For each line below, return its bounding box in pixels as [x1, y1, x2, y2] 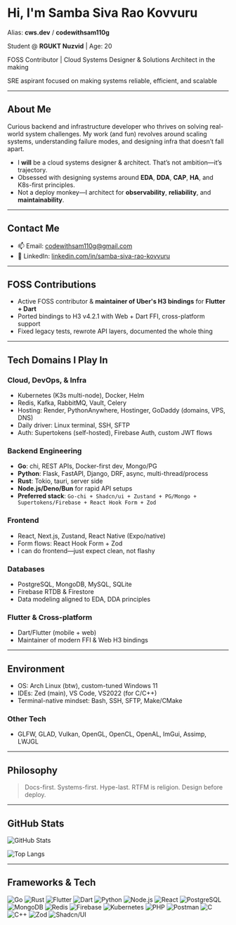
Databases [7, 564, 45, 574]
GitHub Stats [7, 817, 65, 829]
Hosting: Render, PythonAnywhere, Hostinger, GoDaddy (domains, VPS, [17, 406, 226, 415]
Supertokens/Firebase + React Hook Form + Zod [17, 499, 157, 507]
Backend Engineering [7, 446, 82, 455]
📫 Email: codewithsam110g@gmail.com [17, 241, 133, 250]
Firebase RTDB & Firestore [17, 587, 95, 595]
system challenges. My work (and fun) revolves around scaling [25, 129, 207, 138]
